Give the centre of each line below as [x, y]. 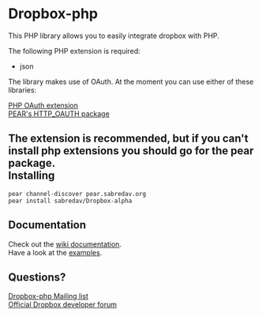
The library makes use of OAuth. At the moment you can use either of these [131, 81]
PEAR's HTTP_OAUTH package [59, 113]
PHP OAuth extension [43, 105]
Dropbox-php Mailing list [49, 296]
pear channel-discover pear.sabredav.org [77, 194]
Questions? [37, 277]
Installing [32, 176]
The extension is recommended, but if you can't [128, 139]
